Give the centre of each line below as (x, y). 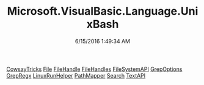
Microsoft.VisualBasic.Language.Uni (103, 11)
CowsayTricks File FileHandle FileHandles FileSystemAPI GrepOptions (94, 69)
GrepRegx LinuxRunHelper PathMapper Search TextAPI (76, 75)
